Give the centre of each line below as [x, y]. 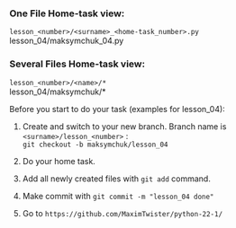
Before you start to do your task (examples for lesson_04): [117, 109]
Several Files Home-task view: [77, 64]
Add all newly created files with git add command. [117, 179]
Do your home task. [59, 161]
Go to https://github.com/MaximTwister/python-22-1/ [123, 213]
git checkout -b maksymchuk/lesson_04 [95, 145]
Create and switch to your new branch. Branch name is [124, 126]
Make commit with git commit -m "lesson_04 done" [118, 196]
